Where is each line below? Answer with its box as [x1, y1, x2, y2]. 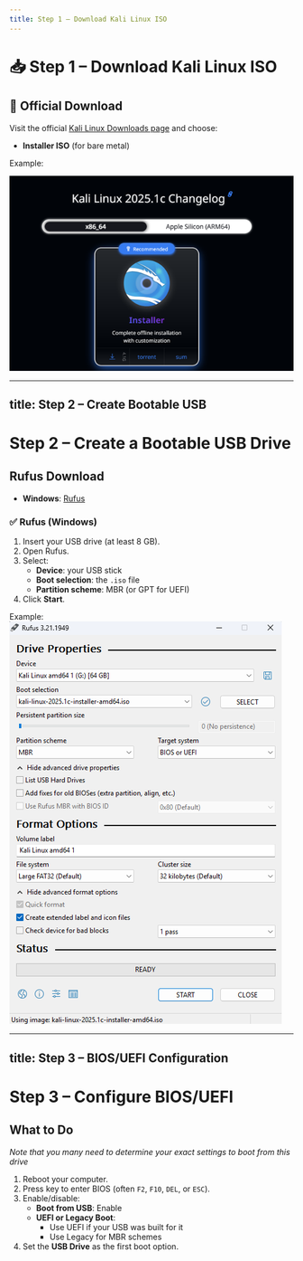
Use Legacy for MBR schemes [49, 1231, 162, 1242]
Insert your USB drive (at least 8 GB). [22, 536, 161, 547]
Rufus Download [9, 469, 105, 484]
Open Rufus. [22, 545, 69, 556]
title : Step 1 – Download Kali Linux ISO [9, 14, 168, 24]
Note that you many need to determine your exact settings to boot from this [9, 1146, 290, 1157]
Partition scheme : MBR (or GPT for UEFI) [35, 584, 190, 595]
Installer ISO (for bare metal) [22, 140, 130, 151]
